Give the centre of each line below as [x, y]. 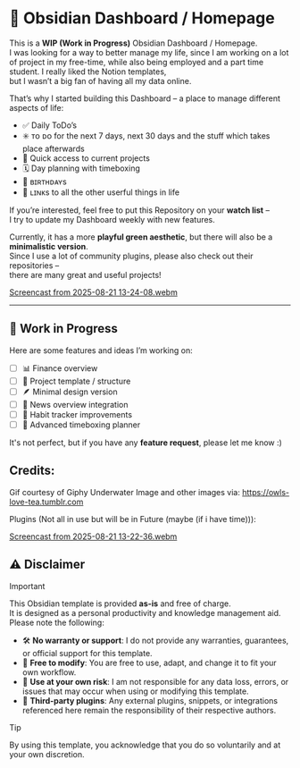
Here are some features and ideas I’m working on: [101, 350]
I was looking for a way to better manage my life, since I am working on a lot [149, 52]
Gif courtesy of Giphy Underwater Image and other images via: [125, 492]
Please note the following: [57, 622]
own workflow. [49, 672]
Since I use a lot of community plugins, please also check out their [131, 256]
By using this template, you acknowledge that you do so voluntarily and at [145, 745]
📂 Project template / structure [76, 381]
